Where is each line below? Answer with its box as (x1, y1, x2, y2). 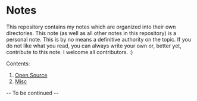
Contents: (6, 60, 30, 67)
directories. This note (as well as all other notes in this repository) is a (6, 29, 177, 36)
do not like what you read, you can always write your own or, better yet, (6, 42, 182, 49)
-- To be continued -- (6, 89, 59, 96)
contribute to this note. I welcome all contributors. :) (6, 48, 133, 55)
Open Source (14, 71, 48, 78)
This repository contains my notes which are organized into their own (6, 23, 176, 30)
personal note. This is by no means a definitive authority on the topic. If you (6, 36, 192, 43)
